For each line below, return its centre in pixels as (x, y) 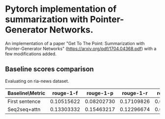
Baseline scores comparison (50, 69)
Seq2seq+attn (24, 109)
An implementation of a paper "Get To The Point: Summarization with (75, 43)
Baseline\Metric (27, 93)
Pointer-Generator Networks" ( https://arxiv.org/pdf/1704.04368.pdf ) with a (81, 48)
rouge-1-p (100, 93)
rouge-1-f (65, 93)
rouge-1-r (135, 93)
